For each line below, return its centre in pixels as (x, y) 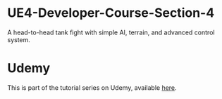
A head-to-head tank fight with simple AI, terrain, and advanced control (111, 32)
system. (19, 39)
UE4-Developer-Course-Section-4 (111, 13)
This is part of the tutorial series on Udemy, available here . (92, 87)
